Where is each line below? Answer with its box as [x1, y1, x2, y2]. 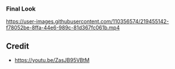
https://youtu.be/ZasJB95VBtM [14, 57, 90, 64]
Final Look [6, 5, 36, 13]
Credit [6, 41, 29, 51]
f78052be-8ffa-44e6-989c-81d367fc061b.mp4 [6, 24, 120, 31]
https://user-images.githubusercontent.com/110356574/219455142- [6, 18, 169, 25]
